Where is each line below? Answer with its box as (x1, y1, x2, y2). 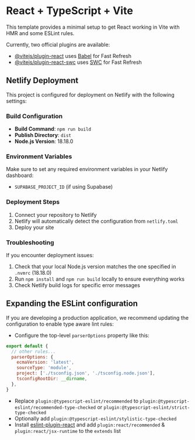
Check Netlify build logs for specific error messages (14, 281, 140, 288)
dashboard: (6, 172, 34, 179)
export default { (6, 343, 48, 349)
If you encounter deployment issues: (6, 251, 95, 258)
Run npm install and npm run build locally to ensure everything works (14, 275, 185, 282)
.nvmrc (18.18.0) (14, 269, 52, 276)
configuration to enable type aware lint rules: (6, 320, 114, 328)
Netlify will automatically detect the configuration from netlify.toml (14, 217, 179, 224)
